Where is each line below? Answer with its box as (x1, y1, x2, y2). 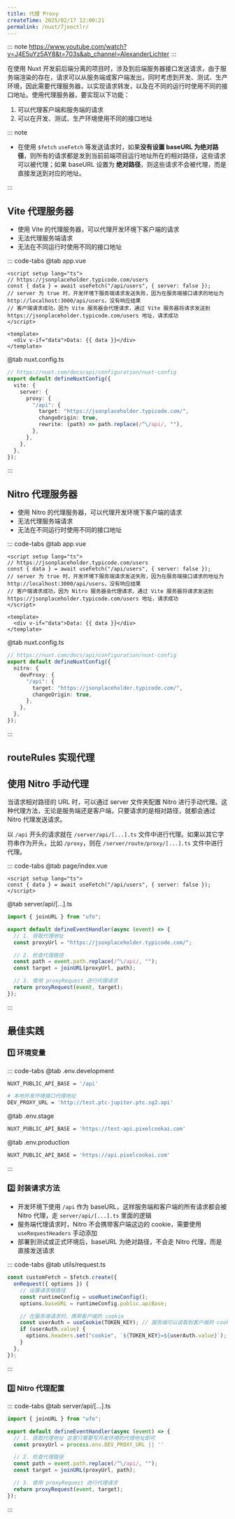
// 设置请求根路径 (20, 1287, 66, 1294)
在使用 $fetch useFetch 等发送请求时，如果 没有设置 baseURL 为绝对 (17, 143, 213, 151)
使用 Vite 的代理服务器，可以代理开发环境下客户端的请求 (17, 225, 180, 233)
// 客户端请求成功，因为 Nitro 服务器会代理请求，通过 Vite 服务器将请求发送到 (7, 588, 214, 595)
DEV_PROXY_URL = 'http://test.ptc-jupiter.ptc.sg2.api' (7, 1099, 173, 1106)
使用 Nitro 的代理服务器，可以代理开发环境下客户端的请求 (17, 508, 183, 517)
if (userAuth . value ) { (20, 1326, 86, 1333)
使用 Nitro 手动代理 (7, 777, 90, 789)
